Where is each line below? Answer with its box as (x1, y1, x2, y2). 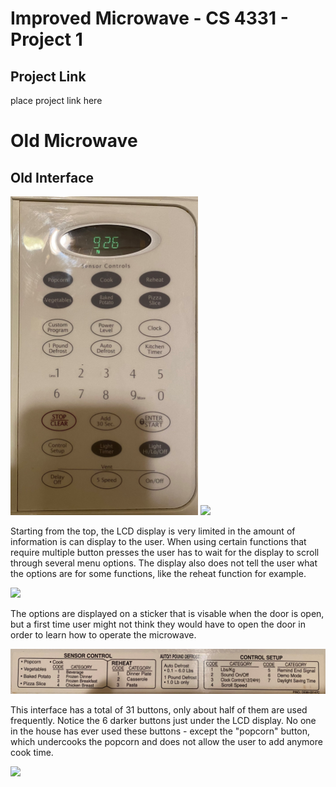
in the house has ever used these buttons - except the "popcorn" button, (10, 725, 311, 737)
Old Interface (10, 169, 95, 186)
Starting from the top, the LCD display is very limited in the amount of (10, 525, 296, 537)
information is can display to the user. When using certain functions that (10, 536, 307, 548)
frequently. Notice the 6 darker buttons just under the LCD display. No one (10, 715, 317, 727)
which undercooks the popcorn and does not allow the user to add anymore (10, 736, 323, 748)
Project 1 (10, 28, 83, 51)
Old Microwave (10, 130, 138, 152)
